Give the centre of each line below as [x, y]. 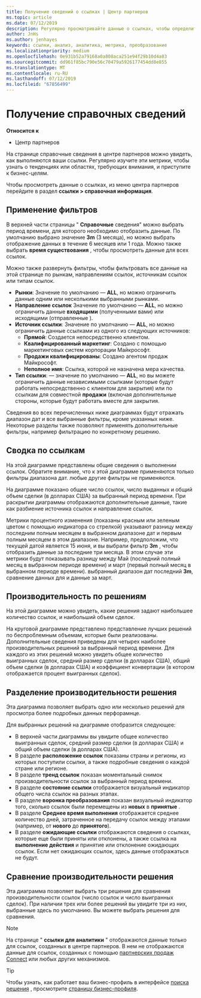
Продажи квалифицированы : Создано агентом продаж [96, 356]
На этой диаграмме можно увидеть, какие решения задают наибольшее [100, 611]
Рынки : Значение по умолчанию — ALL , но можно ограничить [95, 292]
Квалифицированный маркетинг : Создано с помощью [95, 343]
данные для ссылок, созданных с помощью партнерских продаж [90, 953]
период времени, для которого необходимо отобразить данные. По [93, 231]
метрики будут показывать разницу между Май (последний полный [93, 558]
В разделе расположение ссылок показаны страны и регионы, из [100, 756]
